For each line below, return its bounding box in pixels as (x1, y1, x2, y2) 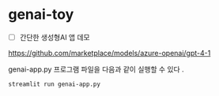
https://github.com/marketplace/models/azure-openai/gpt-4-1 (8, 49, 211, 57)
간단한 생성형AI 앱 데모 (19, 32, 90, 42)
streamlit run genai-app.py (8, 80, 101, 88)
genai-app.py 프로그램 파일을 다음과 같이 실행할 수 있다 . (8, 65, 184, 74)
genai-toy (8, 6, 74, 24)
